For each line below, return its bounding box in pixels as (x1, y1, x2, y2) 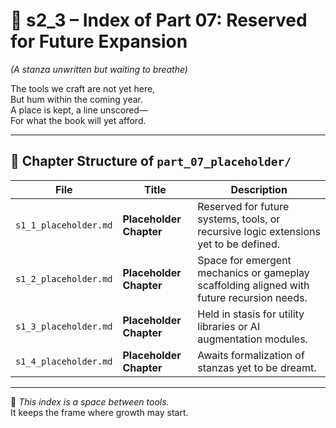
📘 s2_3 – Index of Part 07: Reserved (10, 9, 308, 32)
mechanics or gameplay (197, 265, 310, 279)
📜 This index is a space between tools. (10, 395, 170, 408)
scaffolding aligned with (197, 278, 310, 292)
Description (230, 182, 288, 196)
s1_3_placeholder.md (15, 320, 113, 332)
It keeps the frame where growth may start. (10, 406, 189, 418)
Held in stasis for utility (197, 307, 305, 321)
